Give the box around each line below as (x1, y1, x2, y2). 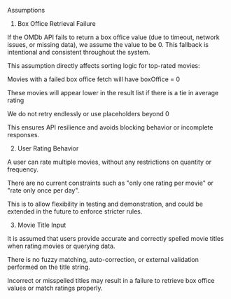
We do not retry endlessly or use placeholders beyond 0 (7, 110, 169, 118)
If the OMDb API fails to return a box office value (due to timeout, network (7, 33, 220, 41)
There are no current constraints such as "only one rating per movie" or (7, 179, 213, 187)
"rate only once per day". (7, 186, 80, 195)
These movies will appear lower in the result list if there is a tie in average (7, 89, 219, 97)
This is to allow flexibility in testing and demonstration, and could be (7, 200, 203, 208)
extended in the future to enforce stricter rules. (7, 207, 143, 216)
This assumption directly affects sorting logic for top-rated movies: (7, 62, 201, 69)
